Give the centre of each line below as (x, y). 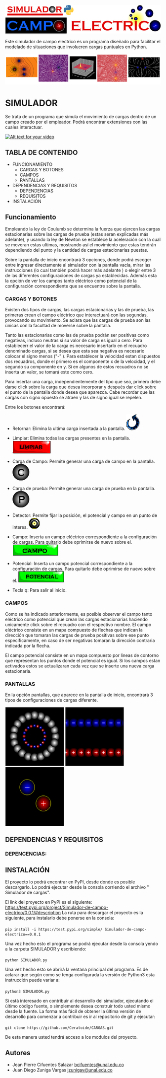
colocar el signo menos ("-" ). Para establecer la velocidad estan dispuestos (83, 356)
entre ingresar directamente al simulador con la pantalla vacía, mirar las (78, 265)
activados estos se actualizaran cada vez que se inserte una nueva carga (80, 666)
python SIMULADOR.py (26, 960)
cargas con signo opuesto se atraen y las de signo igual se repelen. (74, 398)
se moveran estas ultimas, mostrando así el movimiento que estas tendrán (81, 245)
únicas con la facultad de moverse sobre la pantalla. (58, 326)
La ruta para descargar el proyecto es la (102, 913)
